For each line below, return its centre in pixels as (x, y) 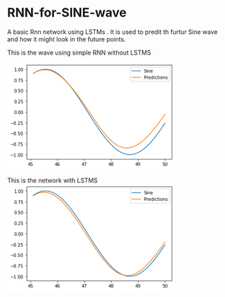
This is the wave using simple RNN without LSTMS (79, 52)
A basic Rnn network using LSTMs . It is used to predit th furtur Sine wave (112, 32)
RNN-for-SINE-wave (67, 13)
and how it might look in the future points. (66, 39)
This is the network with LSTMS (53, 180)
